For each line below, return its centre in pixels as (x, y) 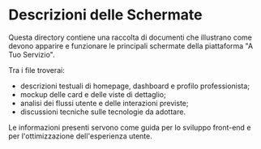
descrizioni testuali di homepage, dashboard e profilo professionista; (135, 86)
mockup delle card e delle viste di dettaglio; (93, 94)
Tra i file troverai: (36, 70)
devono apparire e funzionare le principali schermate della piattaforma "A (131, 45)
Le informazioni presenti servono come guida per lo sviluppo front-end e (130, 127)
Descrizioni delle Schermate (105, 15)
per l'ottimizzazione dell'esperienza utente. (80, 136)
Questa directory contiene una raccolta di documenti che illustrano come (130, 37)
